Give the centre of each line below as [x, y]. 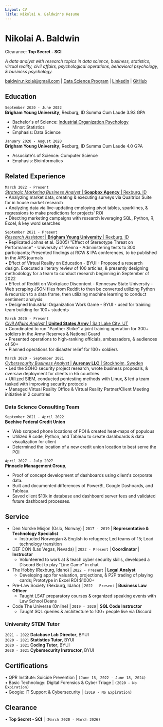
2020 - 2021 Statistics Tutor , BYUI [40, 640]
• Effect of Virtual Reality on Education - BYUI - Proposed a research [74, 263]
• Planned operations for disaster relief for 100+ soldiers [62, 349]
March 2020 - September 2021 [35, 359]
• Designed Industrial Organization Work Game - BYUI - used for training [78, 305]
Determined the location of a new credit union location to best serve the [84, 447]
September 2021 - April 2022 [35, 417]
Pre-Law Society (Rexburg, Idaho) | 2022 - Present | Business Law [79, 586]
